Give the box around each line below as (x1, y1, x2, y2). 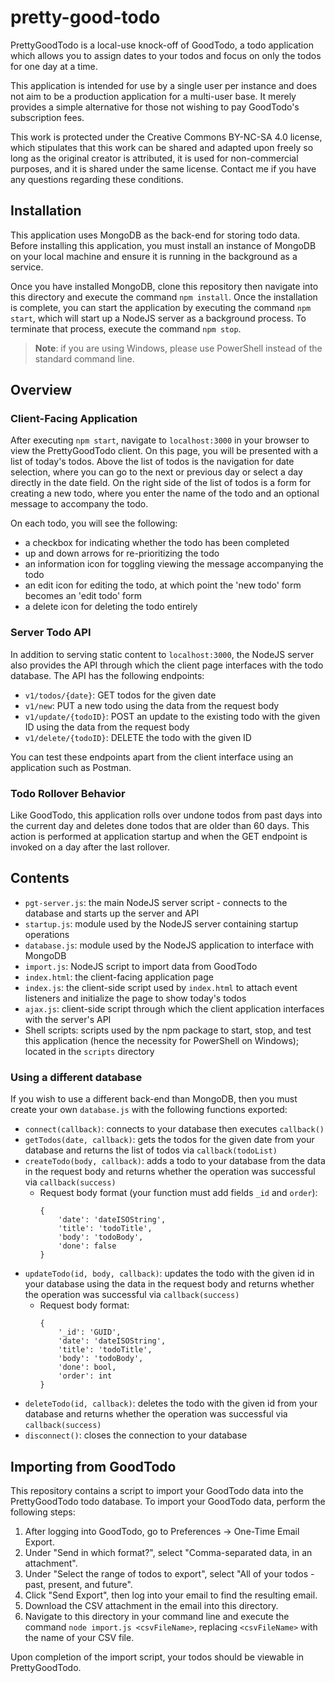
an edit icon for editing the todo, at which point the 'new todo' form (24, 579, 302, 591)
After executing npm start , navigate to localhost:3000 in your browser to (10, 434, 310, 446)
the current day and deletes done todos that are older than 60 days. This (10, 820, 310, 832)
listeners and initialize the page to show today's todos (24, 992, 247, 1004)
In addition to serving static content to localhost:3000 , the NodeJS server (10, 648, 315, 660)
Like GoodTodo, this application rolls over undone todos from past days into (10, 809, 323, 821)
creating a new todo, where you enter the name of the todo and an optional (10, 487, 320, 500)
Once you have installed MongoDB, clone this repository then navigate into (10, 280, 319, 292)
